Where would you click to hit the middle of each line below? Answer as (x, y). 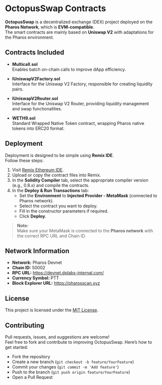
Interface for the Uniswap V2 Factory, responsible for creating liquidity (82, 84)
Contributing (25, 325)
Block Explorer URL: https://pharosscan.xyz (56, 283)
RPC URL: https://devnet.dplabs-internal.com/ (58, 273)
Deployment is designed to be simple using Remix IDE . (59, 155)
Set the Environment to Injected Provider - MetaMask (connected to (88, 195)
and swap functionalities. (37, 108)
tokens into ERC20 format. (38, 128)
